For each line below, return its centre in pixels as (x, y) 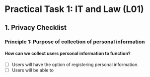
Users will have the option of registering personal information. (75, 64)
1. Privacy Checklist (36, 28)
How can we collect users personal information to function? (68, 54)
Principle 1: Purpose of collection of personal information (75, 42)
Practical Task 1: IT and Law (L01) (75, 9)
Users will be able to (33, 70)
